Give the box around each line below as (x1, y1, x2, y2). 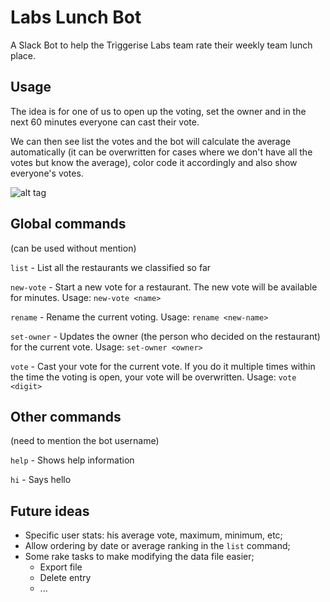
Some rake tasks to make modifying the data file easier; (24, 551, 255, 563)
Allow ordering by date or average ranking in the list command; (24, 540, 291, 552)
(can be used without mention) (10, 242, 137, 254)
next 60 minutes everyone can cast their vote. (10, 116, 200, 128)
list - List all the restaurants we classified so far (10, 261, 212, 273)
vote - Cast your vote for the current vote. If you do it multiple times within (10, 360, 316, 372)
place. (10, 49, 37, 61)
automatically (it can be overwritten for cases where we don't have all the (10, 146, 313, 158)
